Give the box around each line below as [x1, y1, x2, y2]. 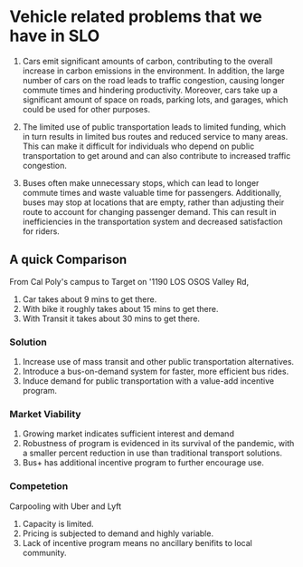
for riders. [22, 225, 61, 237]
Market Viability [9, 407, 81, 420]
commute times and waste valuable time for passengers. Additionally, [22, 187, 282, 198]
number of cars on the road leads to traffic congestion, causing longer [22, 74, 285, 85]
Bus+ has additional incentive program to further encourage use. [22, 457, 264, 468]
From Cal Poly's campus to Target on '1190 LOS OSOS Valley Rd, [9, 276, 250, 287]
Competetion [9, 480, 69, 493]
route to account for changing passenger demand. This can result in [22, 206, 277, 217]
